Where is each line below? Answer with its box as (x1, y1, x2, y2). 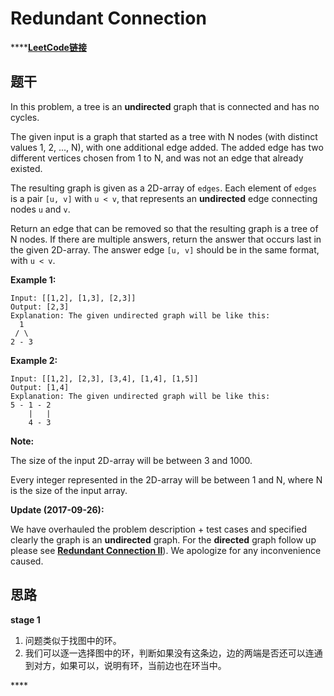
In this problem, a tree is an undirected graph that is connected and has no (10, 100, 320, 112)
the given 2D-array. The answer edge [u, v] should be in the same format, (10, 243, 320, 256)
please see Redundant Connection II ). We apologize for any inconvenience (10, 544, 322, 556)
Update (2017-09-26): (10, 503, 105, 516)
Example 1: (10, 273, 57, 286)
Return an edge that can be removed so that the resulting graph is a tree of (10, 222, 319, 234)
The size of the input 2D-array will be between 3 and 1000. (10, 454, 253, 466)
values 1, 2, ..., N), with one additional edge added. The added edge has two (10, 141, 324, 153)
